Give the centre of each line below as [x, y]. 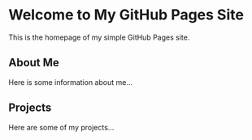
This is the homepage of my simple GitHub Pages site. [99, 37]
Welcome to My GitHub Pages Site [126, 15]
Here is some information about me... [70, 82]
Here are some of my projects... [61, 127]
